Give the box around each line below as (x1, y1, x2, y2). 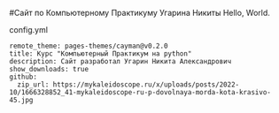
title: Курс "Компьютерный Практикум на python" (9, 49, 192, 58)
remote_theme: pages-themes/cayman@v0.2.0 (9, 41, 168, 50)
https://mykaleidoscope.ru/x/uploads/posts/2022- (52, 80, 240, 89)
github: (9, 72, 38, 81)
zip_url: (17, 80, 50, 89)
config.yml (9, 25, 49, 34)
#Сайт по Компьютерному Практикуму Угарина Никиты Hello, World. (9, 8, 270, 18)
